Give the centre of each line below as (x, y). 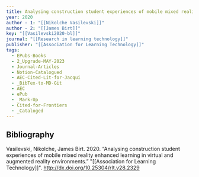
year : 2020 (20, 17)
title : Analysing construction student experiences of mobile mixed (92, 12)
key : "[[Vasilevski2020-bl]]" (44, 34)
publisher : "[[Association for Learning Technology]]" (75, 45)
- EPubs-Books (29, 56)
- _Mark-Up (25, 99)
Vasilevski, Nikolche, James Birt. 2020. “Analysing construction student (93, 149)
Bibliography (30, 135)
